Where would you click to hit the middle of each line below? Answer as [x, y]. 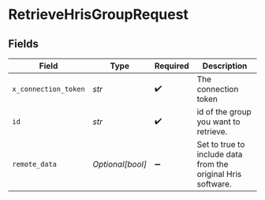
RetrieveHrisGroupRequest [99, 15]
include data [220, 154]
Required [172, 66]
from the [213, 164]
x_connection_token [49, 89]
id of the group [224, 112]
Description [225, 66]
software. [214, 184]
